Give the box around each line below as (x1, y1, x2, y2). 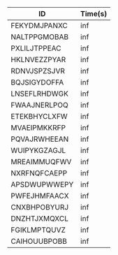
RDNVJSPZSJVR (10, 66, 65, 75)
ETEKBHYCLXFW (10, 112, 68, 121)
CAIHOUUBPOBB (10, 237, 68, 246)
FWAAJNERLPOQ (10, 101, 68, 110)
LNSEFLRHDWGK (10, 89, 68, 99)
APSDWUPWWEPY (10, 180, 74, 189)
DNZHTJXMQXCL (10, 214, 68, 223)
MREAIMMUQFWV (10, 157, 72, 166)
